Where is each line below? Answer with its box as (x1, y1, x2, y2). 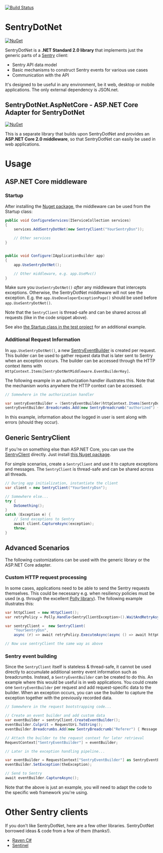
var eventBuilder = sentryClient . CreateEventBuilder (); (5, 718, 120, 723)
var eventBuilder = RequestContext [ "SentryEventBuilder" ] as (5, 758, 131, 762)
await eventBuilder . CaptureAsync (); (5, 776, 79, 780)
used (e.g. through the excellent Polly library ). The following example (5, 595, 143, 601)
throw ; (14, 526, 27, 531)
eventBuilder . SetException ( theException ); (5, 762, 92, 767)
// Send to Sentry (5, 771, 42, 776)
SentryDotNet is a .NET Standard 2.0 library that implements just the (5, 47, 143, 53)
